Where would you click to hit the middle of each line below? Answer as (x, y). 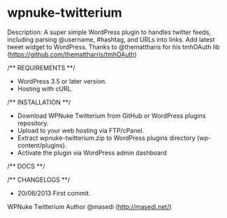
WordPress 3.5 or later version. (62, 81)
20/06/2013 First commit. (54, 193)
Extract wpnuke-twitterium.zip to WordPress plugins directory (106, 138)
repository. (33, 123)
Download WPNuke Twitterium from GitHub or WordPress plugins (111, 116)
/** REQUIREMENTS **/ (41, 68)
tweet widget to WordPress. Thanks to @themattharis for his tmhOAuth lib (113, 47)
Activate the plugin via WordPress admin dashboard (92, 153)
